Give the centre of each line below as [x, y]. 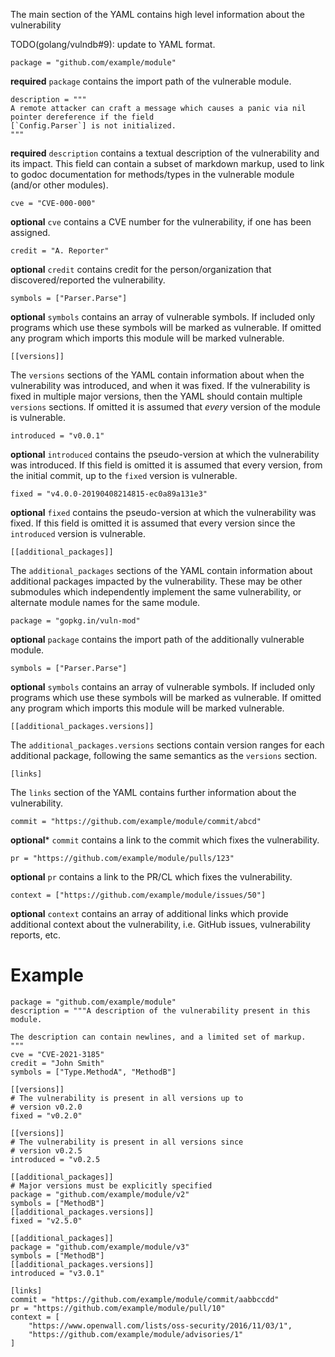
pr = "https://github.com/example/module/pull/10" [118, 1308]
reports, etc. [36, 935]
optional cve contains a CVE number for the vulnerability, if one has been [161, 222]
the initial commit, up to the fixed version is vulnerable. [124, 475]
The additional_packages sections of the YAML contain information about [161, 570]
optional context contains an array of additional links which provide [149, 913]
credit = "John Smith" [57, 1063]
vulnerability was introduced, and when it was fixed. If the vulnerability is [160, 385]
